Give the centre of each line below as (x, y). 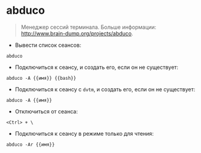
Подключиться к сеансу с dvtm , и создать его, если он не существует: (105, 89)
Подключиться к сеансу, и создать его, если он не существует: (97, 67)
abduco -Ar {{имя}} (31, 145)
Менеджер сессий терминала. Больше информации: (88, 27)
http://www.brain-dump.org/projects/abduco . (77, 33)
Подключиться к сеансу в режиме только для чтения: (84, 133)
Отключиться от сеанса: (46, 111)
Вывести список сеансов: (48, 45)
